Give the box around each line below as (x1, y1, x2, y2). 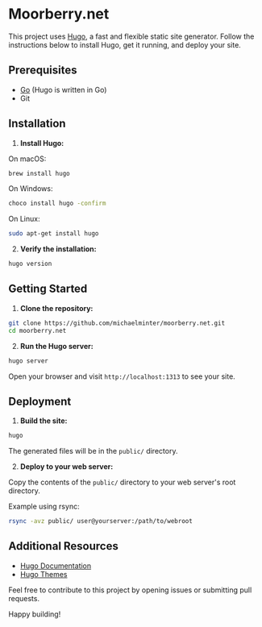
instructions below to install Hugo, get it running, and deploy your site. (8, 39, 242, 49)
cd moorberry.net (8, 326, 67, 334)
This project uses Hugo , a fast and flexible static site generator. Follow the (8, 31, 255, 41)
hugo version (8, 260, 52, 268)
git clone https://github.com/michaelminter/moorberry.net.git (8, 319, 226, 327)
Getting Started (8, 282, 88, 296)
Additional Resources (8, 539, 119, 553)
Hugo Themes (19, 569, 68, 579)
